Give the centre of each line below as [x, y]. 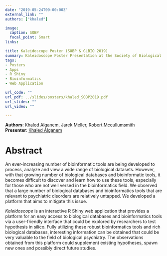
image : [12, 28]
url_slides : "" [21, 102]
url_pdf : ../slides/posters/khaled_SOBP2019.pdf [57, 97]
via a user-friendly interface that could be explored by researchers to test [81, 222]
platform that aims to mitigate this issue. [46, 201]
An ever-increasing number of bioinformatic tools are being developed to [80, 164]
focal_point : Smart [30, 37]
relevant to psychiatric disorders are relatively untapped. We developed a [80, 196]
